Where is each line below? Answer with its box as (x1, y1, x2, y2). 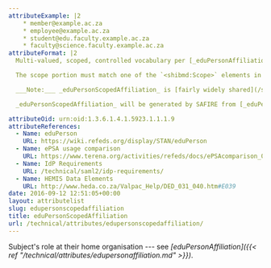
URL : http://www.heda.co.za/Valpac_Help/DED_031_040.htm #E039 (23, 182, 236, 190)
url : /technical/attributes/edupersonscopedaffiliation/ (8, 219, 204, 228)
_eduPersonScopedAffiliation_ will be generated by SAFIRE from (15, 100, 236, 109)
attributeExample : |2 (8, 11, 81, 20)
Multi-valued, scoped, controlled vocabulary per (15, 57, 186, 65)
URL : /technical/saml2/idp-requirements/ (23, 167, 164, 175)
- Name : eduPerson (15, 130, 78, 138)
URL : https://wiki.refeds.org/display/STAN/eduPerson (23, 138, 207, 146)
